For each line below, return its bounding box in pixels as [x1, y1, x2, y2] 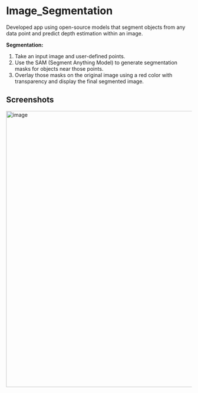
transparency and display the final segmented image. [14, 78, 144, 85]
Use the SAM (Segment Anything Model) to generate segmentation [14, 59, 178, 66]
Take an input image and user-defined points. [14, 52, 126, 60]
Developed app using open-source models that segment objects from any [6, 24, 186, 31]
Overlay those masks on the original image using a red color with [14, 71, 173, 78]
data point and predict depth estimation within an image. [6, 29, 143, 37]
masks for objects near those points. [14, 65, 104, 72]
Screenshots [6, 95, 54, 105]
